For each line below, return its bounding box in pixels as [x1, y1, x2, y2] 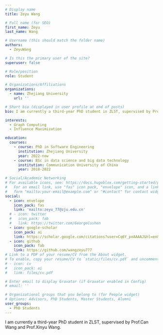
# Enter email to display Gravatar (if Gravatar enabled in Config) [5, 279, 147, 284]
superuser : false [5, 60, 40, 65]
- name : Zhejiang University [9, 91, 68, 96]
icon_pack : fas [14, 203, 45, 208]
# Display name [5, 7, 36, 12]
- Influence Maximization [9, 127, 62, 132]
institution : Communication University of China [17, 163, 118, 167]
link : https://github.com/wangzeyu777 [14, 248, 92, 253]
